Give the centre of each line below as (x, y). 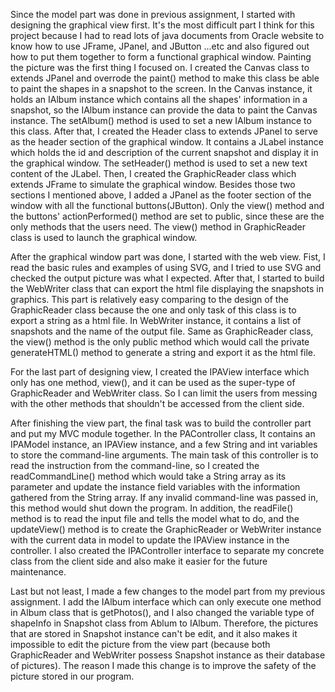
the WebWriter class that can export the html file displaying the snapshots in (167, 288)
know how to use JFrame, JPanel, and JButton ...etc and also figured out (160, 46)
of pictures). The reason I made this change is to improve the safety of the (163, 665)
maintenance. (38, 572)
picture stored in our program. (72, 676)
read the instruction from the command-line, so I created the (135, 465)
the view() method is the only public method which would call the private (160, 342)
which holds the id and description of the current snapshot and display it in (164, 152)
